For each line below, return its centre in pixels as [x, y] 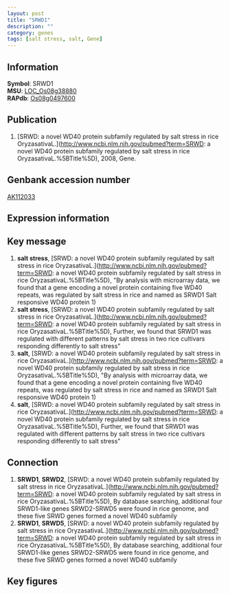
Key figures [32, 581]
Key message [37, 242]
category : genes [30, 33]
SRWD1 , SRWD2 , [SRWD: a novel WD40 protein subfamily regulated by [118, 479]
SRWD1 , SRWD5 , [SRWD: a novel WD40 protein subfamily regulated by [118, 523]
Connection [33, 463]
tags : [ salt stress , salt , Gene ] [55, 39]
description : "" [30, 26]
